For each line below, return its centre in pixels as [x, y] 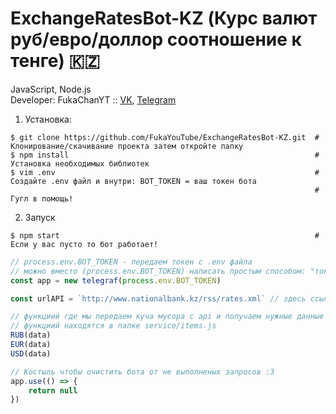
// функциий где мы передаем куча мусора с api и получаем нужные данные [167, 317]
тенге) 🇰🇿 [55, 61]
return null [53, 390]
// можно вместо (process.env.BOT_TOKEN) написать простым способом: [158, 271]
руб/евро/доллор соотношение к [156, 39]
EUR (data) [31, 345]
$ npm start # [165, 235]
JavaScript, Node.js [51, 89]
